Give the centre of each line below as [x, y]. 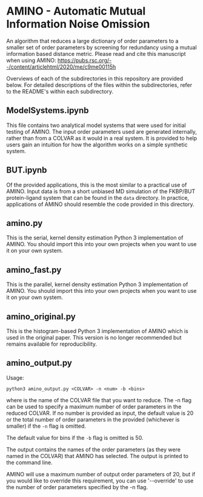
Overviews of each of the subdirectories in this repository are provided [95, 78]
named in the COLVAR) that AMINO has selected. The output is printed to [98, 456]
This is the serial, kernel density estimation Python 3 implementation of [95, 238]
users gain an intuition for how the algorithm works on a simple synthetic [97, 145]
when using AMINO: [31, 60]
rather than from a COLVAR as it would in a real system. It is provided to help [102, 138]
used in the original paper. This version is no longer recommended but [94, 338]
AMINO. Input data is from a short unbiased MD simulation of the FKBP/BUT [101, 191]
